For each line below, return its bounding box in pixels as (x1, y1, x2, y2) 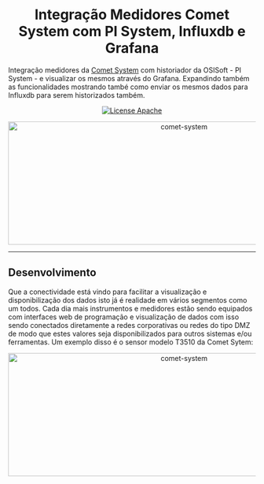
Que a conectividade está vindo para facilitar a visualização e (8, 287, 207, 296)
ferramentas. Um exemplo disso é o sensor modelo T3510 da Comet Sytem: (8, 337, 254, 347)
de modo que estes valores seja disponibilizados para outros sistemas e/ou (8, 329, 252, 338)
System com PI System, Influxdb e (18, 23, 246, 40)
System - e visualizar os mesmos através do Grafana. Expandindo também (8, 73, 250, 83)
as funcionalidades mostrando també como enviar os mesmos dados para (8, 82, 248, 91)
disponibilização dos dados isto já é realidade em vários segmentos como (8, 295, 247, 304)
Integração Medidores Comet (34, 6, 230, 24)
